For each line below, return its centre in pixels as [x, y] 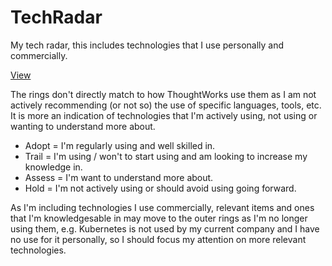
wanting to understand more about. [83, 126]
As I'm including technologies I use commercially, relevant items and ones [162, 207]
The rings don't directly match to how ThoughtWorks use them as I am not [163, 94]
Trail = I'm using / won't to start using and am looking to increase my [166, 156]
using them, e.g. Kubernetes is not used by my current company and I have [165, 228]
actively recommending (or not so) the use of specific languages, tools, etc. [166, 105]
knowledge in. [53, 167]
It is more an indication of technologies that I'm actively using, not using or [164, 115]
